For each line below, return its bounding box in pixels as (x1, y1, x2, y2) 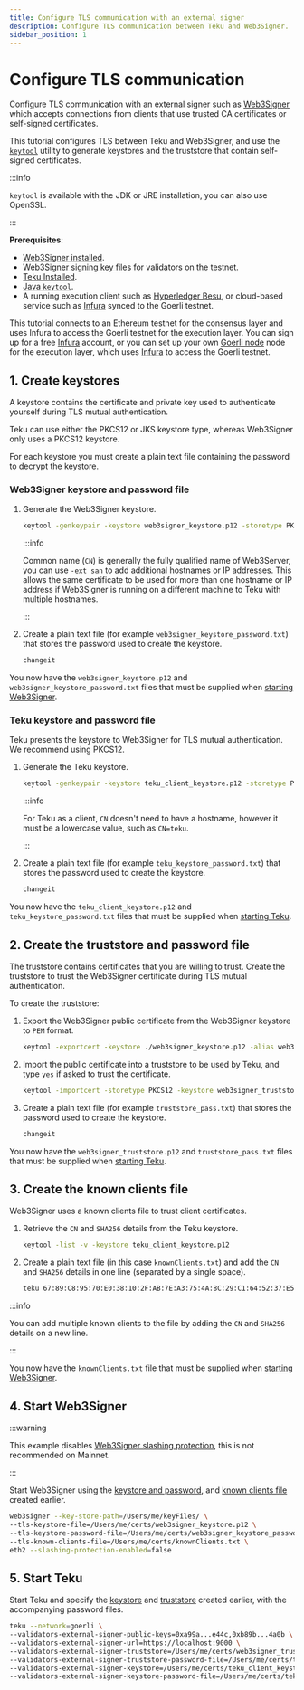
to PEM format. (22, 1025, 74, 1036)
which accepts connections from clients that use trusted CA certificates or (9, 109, 287, 119)
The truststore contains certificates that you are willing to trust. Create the (9, 961, 286, 973)
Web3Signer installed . (22, 252, 105, 263)
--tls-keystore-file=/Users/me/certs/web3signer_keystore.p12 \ (9, 1520, 257, 1529)
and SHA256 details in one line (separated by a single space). (22, 1267, 246, 1277)
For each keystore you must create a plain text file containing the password (9, 451, 290, 462)
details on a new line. (9, 1327, 89, 1339)
